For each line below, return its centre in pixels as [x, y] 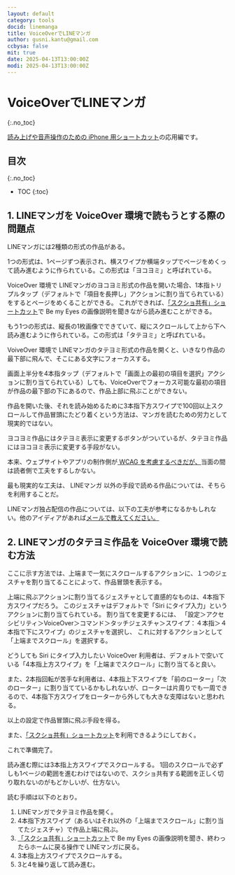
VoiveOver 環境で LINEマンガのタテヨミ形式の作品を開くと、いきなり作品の [116, 350]
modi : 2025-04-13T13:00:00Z [48, 66]
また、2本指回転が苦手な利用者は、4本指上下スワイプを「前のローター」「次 [117, 679]
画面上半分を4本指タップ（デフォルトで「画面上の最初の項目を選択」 [107, 374]
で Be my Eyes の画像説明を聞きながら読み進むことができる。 [127, 311]
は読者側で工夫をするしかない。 [53, 471]
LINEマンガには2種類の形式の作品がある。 [68, 247]
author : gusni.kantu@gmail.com [53, 40]
